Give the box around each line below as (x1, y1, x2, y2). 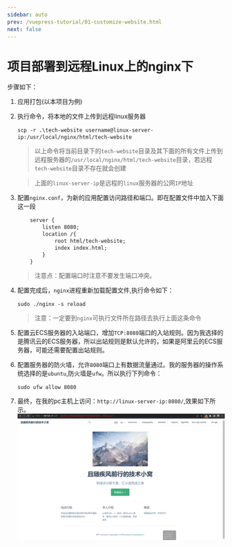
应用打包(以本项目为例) (17, 98, 83, 106)
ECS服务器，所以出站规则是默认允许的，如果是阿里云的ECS (47, 337, 217, 346)
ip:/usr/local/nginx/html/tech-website (17, 134, 133, 141)
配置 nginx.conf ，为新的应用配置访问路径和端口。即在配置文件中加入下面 (17, 194, 224, 202)
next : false (7, 26, 41, 33)
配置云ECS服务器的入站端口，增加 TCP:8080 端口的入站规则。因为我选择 (17, 329, 217, 337)
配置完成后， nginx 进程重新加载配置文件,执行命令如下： (17, 286, 174, 294)
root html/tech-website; (54, 237, 126, 245)
